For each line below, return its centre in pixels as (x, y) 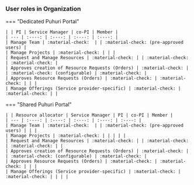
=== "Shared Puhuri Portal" (39, 105)
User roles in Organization (43, 9)
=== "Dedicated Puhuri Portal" (42, 22)
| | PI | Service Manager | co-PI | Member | (62, 32)
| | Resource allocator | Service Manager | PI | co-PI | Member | (89, 115)
